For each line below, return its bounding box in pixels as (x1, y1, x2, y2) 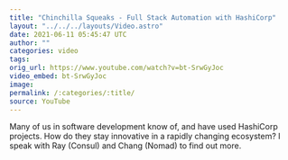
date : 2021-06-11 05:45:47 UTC (9, 30, 127, 39)
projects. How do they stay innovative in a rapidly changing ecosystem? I (9, 131, 282, 142)
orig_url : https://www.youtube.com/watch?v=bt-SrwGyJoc (9, 64, 224, 73)
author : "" (9, 38, 51, 48)
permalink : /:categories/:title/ (9, 88, 135, 97)
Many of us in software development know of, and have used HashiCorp (9, 121, 278, 132)
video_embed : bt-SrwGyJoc (9, 72, 107, 81)
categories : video (9, 47, 79, 56)
